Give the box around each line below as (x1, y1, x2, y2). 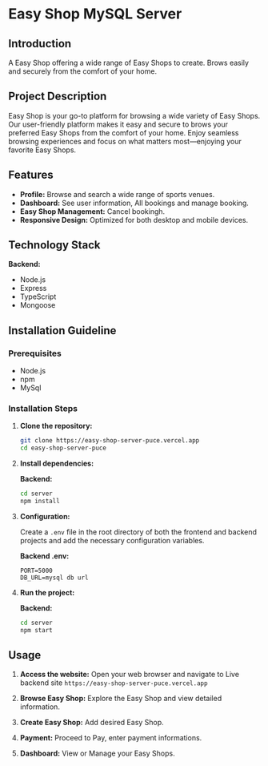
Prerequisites (8, 348, 62, 359)
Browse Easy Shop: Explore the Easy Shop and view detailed (19, 694, 222, 704)
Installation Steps (8, 403, 78, 414)
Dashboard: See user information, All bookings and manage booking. (19, 198, 250, 208)
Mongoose (19, 300, 56, 310)
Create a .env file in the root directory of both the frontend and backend (19, 526, 258, 537)
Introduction (8, 37, 72, 50)
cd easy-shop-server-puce (19, 444, 106, 453)
